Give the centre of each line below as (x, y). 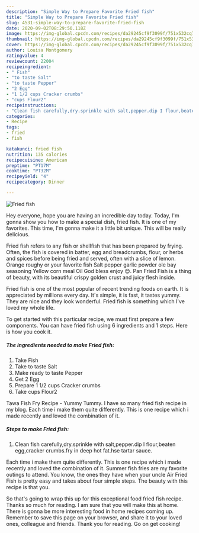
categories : (21, 116)
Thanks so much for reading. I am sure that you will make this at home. (92, 505)
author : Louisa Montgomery (39, 50)
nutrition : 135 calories (37, 155)
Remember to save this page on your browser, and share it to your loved (94, 517)
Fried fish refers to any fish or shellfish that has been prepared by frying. (95, 246)
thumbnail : (20, 39)
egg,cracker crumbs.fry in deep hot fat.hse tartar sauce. (84, 450)
